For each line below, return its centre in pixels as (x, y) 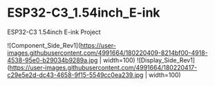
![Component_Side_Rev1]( (44, 45)
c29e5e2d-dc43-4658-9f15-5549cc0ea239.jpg (75, 75)
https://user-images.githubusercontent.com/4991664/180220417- (103, 67)
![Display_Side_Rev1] (166, 60)
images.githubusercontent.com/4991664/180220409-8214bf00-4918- (108, 53)
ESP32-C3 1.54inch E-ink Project (54, 32)
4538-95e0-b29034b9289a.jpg (53, 60)
